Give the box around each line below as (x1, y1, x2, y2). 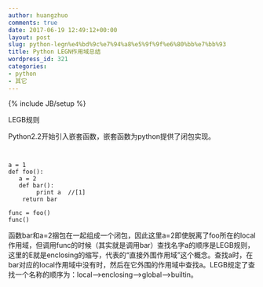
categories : (8, 63, 47, 71)
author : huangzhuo (8, 11, 68, 20)
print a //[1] (36, 188, 86, 196)
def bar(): (18, 181, 55, 189)
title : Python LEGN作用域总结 (8, 48, 101, 56)
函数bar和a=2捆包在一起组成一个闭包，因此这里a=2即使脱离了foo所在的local (8, 231, 256, 240)
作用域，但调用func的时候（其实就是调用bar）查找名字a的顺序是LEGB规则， (8, 240, 255, 249)
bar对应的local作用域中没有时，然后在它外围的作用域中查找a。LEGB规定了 (8, 260, 249, 269)
